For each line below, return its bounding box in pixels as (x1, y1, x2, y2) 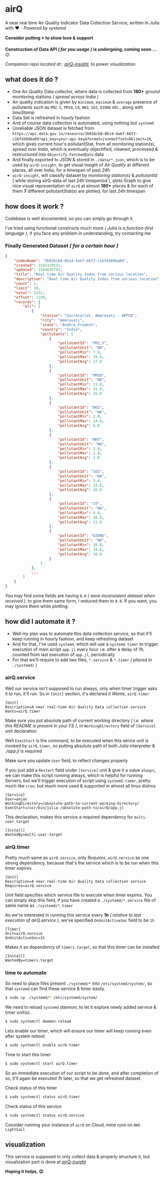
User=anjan (5, 796, 27, 802)
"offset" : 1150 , (14, 295, 48, 300)
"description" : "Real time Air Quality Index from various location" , (14, 277, 162, 282)
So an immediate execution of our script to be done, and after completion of (5, 1070, 159, 1076)
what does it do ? (5, 75, 58, 84)
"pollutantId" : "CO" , (57, 501, 102, 506)
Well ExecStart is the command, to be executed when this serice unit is (5, 737, 149, 743)
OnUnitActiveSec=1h (5, 935, 45, 940)
